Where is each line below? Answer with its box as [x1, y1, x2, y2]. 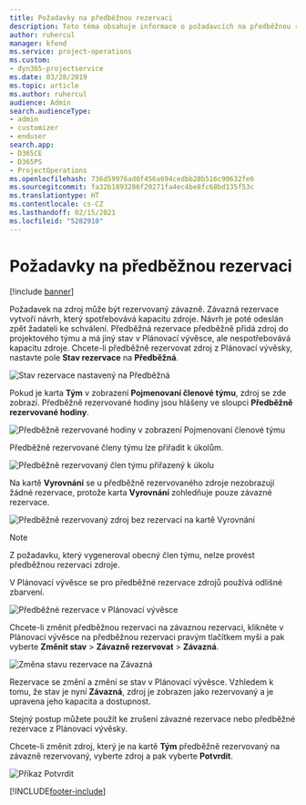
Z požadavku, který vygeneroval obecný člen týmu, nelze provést [9, 549, 255, 560]
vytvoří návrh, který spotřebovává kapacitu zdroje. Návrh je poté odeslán [9, 313, 284, 324]
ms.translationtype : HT [9, 191, 100, 200]
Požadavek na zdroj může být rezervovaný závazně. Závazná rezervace [9, 303, 280, 314]
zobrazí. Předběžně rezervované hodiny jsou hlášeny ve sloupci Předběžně [9, 397, 293, 408]
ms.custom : [9, 56, 51, 65]
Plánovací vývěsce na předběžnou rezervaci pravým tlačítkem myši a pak [9, 631, 285, 642]
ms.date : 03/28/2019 [9, 73, 88, 82]
